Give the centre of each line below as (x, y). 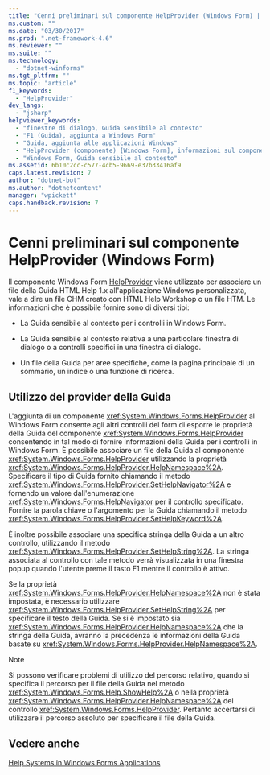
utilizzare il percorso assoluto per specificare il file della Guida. (112, 718)
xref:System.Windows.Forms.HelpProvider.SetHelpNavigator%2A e (120, 484)
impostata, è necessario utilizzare (64, 601)
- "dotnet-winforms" (50, 68)
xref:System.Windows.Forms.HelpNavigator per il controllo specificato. (126, 502)
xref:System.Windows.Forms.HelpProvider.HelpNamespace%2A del (121, 701)
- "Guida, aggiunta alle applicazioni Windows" (97, 143)
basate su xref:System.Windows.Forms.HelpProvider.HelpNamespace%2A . (133, 644)
